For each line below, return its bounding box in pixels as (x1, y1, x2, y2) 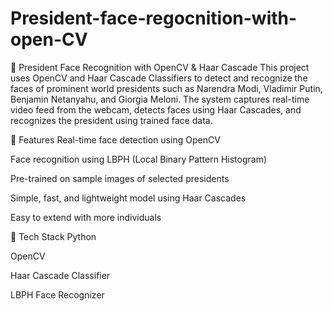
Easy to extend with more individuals (10, 211, 162, 223)
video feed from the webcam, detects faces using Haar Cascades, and (10, 103, 302, 116)
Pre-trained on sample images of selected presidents (10, 172, 230, 184)
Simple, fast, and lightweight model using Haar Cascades (10, 192, 247, 204)
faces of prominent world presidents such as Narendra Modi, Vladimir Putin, (10, 82, 323, 94)
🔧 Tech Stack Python (10, 230, 97, 242)
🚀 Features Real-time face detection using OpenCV (10, 133, 221, 146)
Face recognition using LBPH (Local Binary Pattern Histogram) (10, 153, 268, 165)
